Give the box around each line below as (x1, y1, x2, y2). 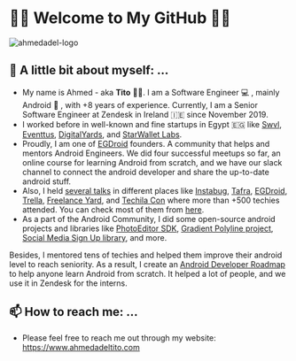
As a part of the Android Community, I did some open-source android (21, 213, 277, 224)
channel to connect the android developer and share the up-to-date (21, 166, 270, 177)
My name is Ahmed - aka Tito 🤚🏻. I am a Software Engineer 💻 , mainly (21, 87, 280, 97)
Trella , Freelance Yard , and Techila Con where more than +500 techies (21, 195, 280, 205)
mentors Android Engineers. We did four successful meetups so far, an (21, 148, 281, 158)
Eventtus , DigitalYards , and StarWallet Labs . (21, 128, 183, 140)
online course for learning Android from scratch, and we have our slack (21, 157, 283, 167)
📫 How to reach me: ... (9, 304, 139, 319)
